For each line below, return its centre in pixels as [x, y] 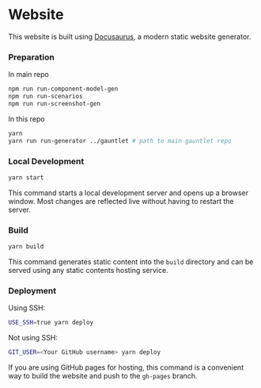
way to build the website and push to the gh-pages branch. [103, 376]
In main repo [28, 75]
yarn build [26, 247]
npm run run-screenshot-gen [55, 104]
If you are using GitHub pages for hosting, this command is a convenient [126, 367]
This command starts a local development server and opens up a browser [129, 193]
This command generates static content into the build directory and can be [131, 261]
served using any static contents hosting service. [88, 270]
